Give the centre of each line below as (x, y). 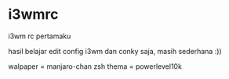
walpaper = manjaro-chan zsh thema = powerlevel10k (95, 66)
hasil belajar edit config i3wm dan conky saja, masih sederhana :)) (115, 51)
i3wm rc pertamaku (40, 36)
